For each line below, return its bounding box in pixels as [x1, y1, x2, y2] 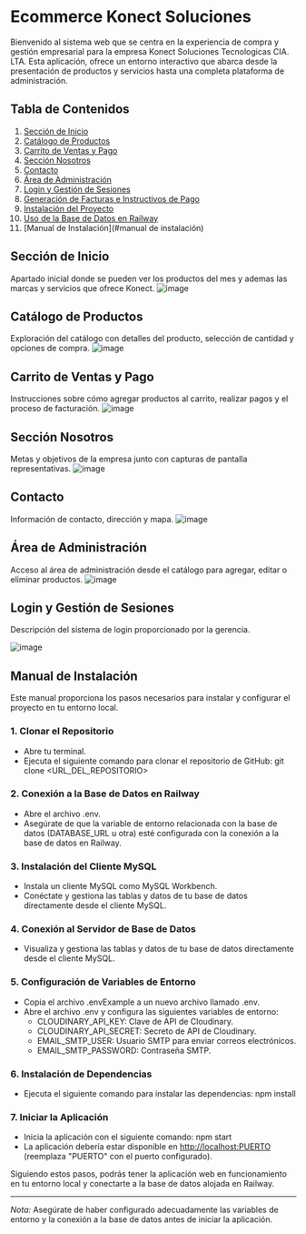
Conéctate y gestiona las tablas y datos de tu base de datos [23, 890, 248, 902]
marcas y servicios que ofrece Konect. [10, 282, 155, 293]
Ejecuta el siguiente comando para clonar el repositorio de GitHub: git [23, 755, 284, 766]
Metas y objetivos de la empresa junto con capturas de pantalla [10, 453, 248, 464]
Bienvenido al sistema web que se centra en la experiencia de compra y [10, 36, 280, 47]
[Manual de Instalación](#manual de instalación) [23, 222, 204, 233]
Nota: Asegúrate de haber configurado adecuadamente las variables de [10, 1204, 280, 1216]
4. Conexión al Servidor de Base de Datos [10, 923, 196, 936]
